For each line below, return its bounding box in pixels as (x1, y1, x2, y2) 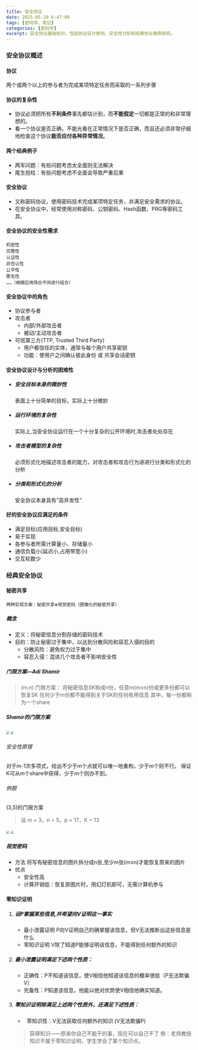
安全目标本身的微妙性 (14, 381, 67, 388)
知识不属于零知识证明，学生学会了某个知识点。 (29, 1037, 144, 1044)
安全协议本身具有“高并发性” (14, 496, 82, 503)
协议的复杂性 (6, 96, 37, 103)
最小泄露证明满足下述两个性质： (14, 956, 93, 963)
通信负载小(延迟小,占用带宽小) (14, 547, 88, 554)
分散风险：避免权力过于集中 (23, 646, 92, 653)
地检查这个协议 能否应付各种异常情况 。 (14, 133, 108, 140)
